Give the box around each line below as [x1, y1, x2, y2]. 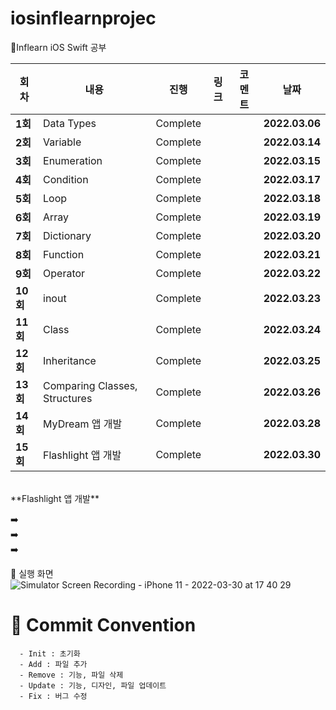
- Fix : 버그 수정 [19, 691, 88, 701]
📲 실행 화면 [10, 567, 54, 579]
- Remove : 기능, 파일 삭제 [19, 670, 124, 680]
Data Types [43, 116, 97, 130]
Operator [43, 266, 86, 280]
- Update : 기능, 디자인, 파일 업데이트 [19, 680, 167, 691]
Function [43, 247, 85, 261]
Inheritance [43, 353, 97, 367]
